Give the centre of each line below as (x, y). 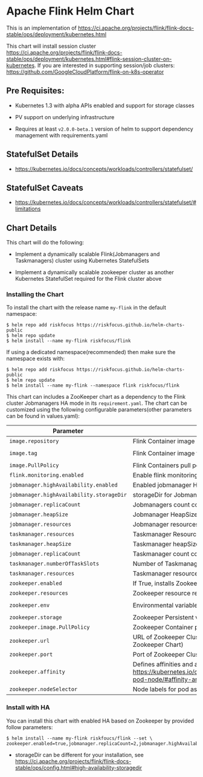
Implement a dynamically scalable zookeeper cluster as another (94, 272)
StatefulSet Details (42, 155)
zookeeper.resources (39, 593)
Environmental (153, 605)
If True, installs (153, 583)
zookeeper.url (30, 641)
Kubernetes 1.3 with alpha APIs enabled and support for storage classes (105, 105)
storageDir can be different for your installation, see (79, 755)
